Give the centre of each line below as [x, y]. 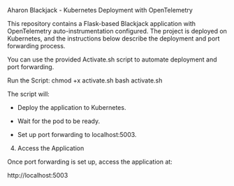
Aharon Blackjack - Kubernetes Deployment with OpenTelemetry [100, 10]
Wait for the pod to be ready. [59, 121]
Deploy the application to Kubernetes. [72, 107]
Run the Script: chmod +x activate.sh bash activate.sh [85, 80]
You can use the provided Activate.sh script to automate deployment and [112, 59]
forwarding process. [36, 46]
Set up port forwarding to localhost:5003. [77, 135]
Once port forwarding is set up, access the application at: [90, 162]
